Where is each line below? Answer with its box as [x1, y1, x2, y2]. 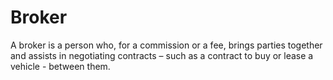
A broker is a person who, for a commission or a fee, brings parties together [10, 39, 323, 51]
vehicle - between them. [10, 60, 111, 72]
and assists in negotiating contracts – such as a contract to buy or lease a [10, 49, 314, 61]
